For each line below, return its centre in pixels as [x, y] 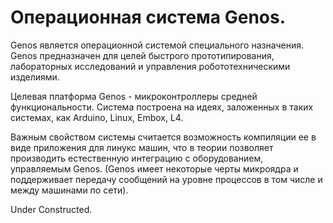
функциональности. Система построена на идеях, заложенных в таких [162, 107]
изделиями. [35, 77]
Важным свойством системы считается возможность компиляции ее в [163, 137]
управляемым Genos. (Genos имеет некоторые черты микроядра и [154, 168]
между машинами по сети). [69, 190]
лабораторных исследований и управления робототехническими [150, 66]
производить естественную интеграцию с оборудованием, [137, 158]
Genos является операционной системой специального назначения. [157, 45]
